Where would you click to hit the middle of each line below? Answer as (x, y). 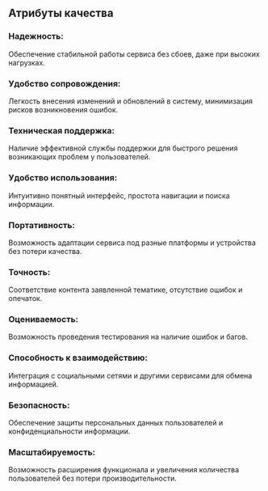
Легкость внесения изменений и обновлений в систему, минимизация (130, 101)
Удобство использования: (63, 178)
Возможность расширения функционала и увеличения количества (124, 470)
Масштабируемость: (52, 452)
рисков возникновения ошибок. (63, 109)
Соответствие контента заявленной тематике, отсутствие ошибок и (126, 290)
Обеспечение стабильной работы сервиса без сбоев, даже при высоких (134, 54)
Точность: (29, 272)
